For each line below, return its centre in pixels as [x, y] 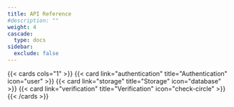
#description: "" [33, 21]
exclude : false [36, 54]
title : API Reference [40, 14]
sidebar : [20, 47]
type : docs [30, 40]
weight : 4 [22, 27]
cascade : [20, 34]
